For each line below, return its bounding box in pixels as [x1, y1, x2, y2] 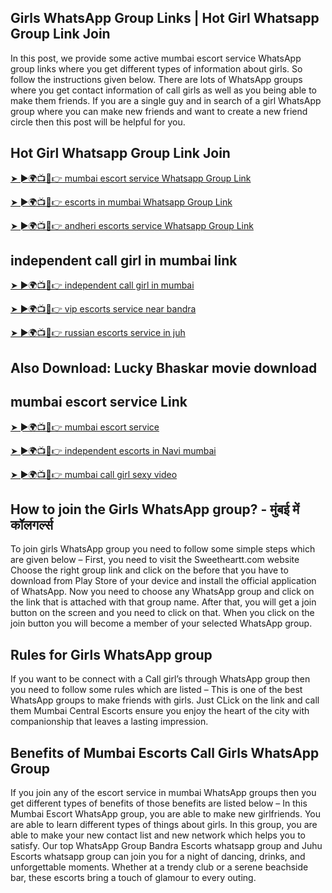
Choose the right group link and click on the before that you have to [10, 564, 289, 576]
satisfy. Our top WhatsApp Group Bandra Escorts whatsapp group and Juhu [10, 840, 323, 852]
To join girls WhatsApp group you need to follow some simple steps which [10, 543, 316, 555]
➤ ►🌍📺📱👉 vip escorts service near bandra [10, 303, 197, 315]
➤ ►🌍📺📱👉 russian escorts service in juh [10, 327, 186, 339]
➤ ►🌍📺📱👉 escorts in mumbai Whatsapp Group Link [10, 196, 233, 208]
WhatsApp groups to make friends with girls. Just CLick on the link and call [10, 694, 320, 706]
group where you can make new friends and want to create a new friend [10, 105, 308, 117]
